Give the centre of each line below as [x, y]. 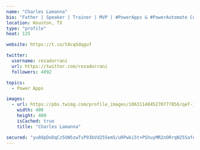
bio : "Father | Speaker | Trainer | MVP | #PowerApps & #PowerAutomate [97, 17]
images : [16, 99]
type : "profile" [26, 28]
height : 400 [32, 115]
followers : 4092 [32, 72]
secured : [17, 137]
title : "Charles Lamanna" [49, 126]
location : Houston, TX [34, 23]
